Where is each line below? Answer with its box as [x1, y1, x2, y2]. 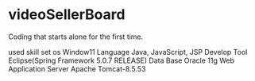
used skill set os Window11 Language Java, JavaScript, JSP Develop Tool [8, 47, 248, 56]
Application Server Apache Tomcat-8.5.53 [8, 64, 146, 73]
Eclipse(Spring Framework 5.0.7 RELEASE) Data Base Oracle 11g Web [8, 56, 235, 65]
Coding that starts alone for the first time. [8, 32, 144, 41]
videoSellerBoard [8, 6, 126, 24]
